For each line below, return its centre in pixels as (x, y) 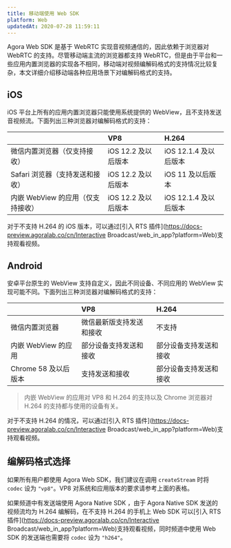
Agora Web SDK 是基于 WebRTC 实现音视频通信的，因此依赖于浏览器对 (108, 47)
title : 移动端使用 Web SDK (43, 13)
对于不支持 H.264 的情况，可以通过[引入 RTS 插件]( (80, 420)
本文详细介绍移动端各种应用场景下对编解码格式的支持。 (97, 72)
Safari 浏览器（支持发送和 (52, 174)
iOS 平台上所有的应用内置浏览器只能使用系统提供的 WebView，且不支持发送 (114, 112)
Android (25, 266)
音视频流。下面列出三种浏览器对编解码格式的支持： (79, 121)
